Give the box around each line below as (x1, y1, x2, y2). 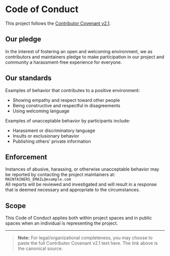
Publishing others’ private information (12, 138, 91, 144)
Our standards (5, 74, 52, 82)
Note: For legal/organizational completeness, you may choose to (17, 235, 153, 241)
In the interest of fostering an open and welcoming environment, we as (5, 48, 153, 54)
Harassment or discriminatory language (12, 127, 95, 134)
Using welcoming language (12, 108, 70, 114)
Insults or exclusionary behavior (12, 133, 79, 139)
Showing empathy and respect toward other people (12, 97, 120, 103)
